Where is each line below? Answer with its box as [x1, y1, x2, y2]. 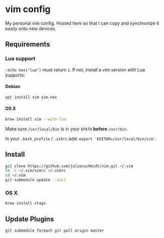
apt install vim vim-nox [5, 95, 57, 100]
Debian [5, 84, 21, 90]
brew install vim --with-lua [5, 117, 66, 122]
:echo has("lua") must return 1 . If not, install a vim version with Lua [5, 66, 145, 72]
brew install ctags [5, 201, 46, 206]
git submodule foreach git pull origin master [5, 228, 104, 233]
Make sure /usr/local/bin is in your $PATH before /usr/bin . [5, 126, 128, 132]
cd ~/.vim [5, 173, 26, 178]
